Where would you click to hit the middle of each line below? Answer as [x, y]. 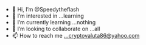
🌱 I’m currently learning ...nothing [54, 22]
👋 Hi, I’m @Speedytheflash [46, 9]
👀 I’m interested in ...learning [48, 16]
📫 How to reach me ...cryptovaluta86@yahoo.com [76, 36]
